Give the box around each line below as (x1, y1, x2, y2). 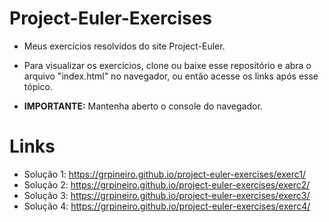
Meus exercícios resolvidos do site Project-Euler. (23, 40, 226, 52)
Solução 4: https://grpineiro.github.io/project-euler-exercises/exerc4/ (23, 200, 311, 212)
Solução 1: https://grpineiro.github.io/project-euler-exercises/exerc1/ (23, 168, 307, 180)
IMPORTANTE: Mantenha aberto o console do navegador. (23, 100, 263, 112)
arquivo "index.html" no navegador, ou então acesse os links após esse (23, 70, 319, 82)
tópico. (23, 80, 54, 92)
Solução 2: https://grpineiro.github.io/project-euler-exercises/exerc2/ (23, 178, 311, 191)
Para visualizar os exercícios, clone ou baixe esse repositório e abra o (23, 59, 312, 71)
